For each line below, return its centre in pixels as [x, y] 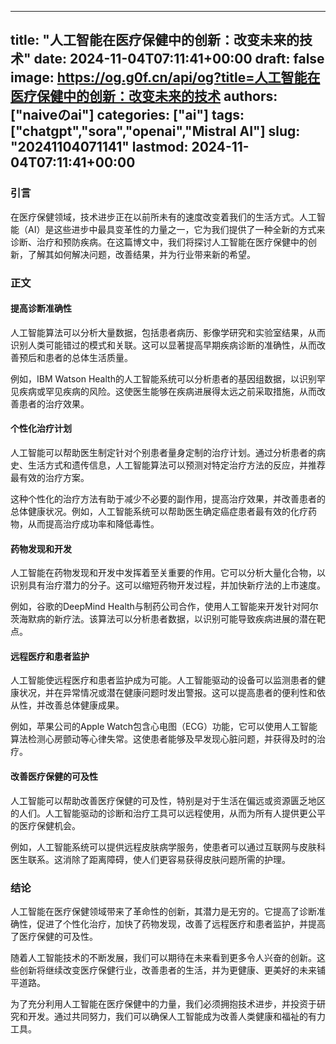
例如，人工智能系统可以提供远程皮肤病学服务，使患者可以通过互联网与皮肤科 [168, 847]
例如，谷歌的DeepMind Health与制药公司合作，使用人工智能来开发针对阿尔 [164, 607]
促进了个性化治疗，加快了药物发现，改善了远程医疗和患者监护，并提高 [181, 923]
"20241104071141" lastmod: [99, 147]
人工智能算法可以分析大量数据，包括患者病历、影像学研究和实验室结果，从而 [168, 332]
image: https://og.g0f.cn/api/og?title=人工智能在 [165, 77]
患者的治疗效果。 [54, 403]
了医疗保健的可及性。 [54, 936]
